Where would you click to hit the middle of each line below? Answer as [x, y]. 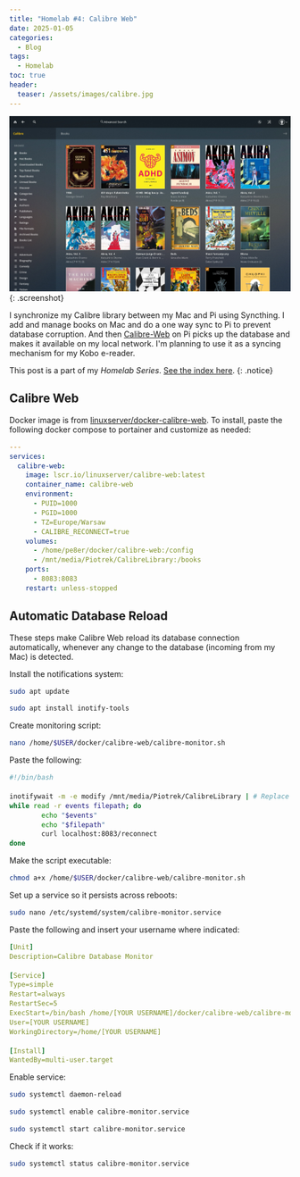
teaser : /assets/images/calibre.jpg [85, 94]
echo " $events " [70, 815]
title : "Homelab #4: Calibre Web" [74, 19]
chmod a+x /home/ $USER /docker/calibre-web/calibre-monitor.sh [127, 878]
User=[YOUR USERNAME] [50, 1023]
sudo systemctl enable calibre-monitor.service [100, 1112]
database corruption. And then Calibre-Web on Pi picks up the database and [150, 334]
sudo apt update [39, 691]
